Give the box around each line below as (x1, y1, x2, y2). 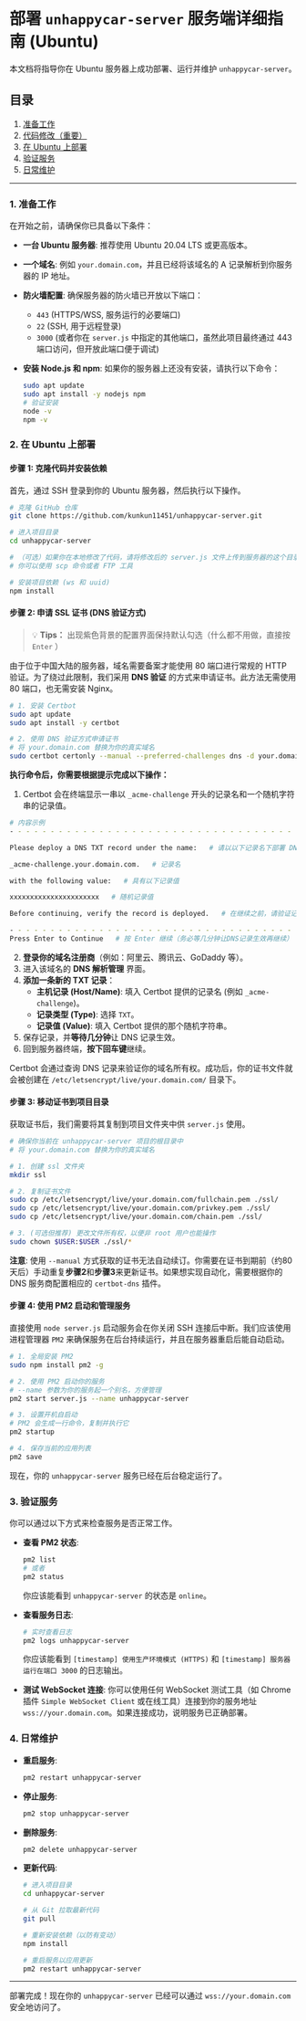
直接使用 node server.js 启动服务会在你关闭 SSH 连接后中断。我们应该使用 (9, 1322, 291, 1333)
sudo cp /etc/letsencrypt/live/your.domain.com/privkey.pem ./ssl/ (9, 1204, 271, 1213)
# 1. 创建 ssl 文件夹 (9, 1162, 85, 1171)
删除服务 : (22, 1826, 57, 1837)
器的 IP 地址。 (22, 270, 76, 281)
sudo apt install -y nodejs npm (22, 389, 146, 398)
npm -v (22, 415, 48, 425)
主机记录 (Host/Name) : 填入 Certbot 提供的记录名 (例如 (36, 985, 243, 996)
